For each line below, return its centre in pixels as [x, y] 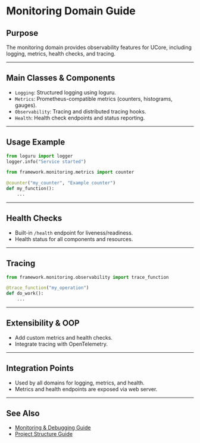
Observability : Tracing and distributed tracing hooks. [80, 111]
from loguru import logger [40, 156]
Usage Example [36, 142]
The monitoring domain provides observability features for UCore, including [99, 47]
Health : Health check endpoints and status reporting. [80, 118]
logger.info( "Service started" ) [46, 161]
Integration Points [40, 368]
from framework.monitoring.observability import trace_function [87, 277]
